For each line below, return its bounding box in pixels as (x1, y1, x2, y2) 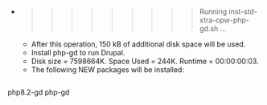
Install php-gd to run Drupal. (31, 48, 125, 57)
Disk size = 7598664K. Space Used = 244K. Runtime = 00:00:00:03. (31, 56, 259, 66)
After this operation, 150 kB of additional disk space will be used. (31, 39, 246, 49)
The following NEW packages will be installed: (31, 65, 184, 75)
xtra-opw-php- (199, 15, 250, 25)
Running (199, 7, 228, 16)
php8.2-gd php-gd (7, 87, 70, 97)
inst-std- (228, 7, 258, 16)
